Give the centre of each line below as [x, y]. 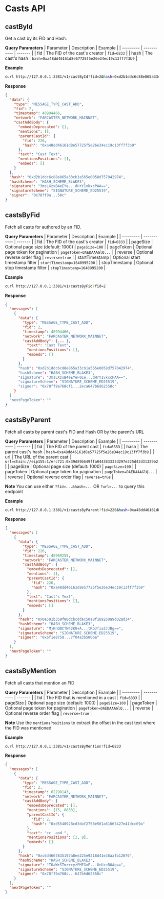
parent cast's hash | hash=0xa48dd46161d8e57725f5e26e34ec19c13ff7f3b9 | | [80, 452]
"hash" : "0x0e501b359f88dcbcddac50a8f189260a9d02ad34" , [76, 619]
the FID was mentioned [28, 728]
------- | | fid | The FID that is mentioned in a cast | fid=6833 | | [80, 697]
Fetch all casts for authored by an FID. [43, 227]
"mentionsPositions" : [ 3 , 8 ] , [58, 838]
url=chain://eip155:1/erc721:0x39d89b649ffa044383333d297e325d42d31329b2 [82, 462]
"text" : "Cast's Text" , [51, 596]
